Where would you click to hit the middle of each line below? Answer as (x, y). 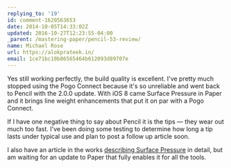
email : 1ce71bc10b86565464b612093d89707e (68, 59)
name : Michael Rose (35, 46)
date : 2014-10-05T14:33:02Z (48, 26)
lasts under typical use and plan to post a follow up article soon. (99, 136)
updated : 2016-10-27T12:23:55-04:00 (60, 33)
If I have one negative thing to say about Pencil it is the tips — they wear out (115, 121)
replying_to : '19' (34, 14)
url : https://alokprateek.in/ (51, 53)
